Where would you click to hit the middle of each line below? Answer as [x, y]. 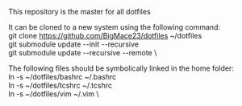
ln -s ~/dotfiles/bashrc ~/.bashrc [63, 77]
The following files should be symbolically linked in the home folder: [121, 68]
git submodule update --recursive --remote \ [83, 53]
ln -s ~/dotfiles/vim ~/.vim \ [54, 94]
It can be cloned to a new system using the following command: [114, 27]
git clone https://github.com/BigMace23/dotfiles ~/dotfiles [105, 36]
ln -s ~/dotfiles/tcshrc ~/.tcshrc [60, 85]
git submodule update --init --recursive [74, 44]
